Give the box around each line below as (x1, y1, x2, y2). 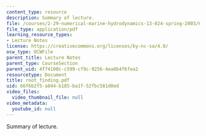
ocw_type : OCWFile (6, 49, 53, 55)
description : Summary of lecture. (6, 15, 95, 21)
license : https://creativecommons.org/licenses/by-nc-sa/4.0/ (6, 43, 169, 50)
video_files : (6, 89, 40, 95)
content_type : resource (6, 9, 67, 15)
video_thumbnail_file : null (12, 94, 84, 100)
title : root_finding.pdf (6, 77, 70, 83)
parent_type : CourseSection (6, 60, 78, 66)
